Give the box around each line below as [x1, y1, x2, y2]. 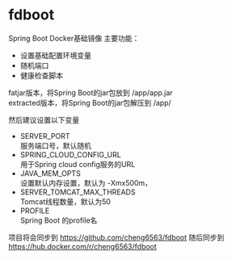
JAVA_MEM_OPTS [19, 168, 81, 178]
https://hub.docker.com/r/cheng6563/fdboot [8, 241, 158, 251]
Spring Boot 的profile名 [19, 215, 98, 225]
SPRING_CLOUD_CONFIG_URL [19, 149, 121, 159]
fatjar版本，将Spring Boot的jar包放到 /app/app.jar [8, 87, 173, 98]
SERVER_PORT [19, 131, 70, 140]
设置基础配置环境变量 [19, 50, 91, 60]
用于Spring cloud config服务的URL [19, 159, 136, 169]
